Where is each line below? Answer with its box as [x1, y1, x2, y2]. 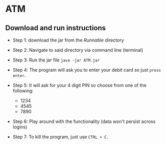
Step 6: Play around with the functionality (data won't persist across [12, 118, 156, 125]
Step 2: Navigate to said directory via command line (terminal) [12, 47, 144, 53]
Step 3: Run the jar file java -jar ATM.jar [12, 57, 100, 63]
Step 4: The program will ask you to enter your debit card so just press [12, 67, 161, 73]
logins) [12, 124, 28, 130]
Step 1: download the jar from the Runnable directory [12, 37, 124, 43]
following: [12, 88, 34, 94]
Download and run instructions [5, 24, 106, 32]
